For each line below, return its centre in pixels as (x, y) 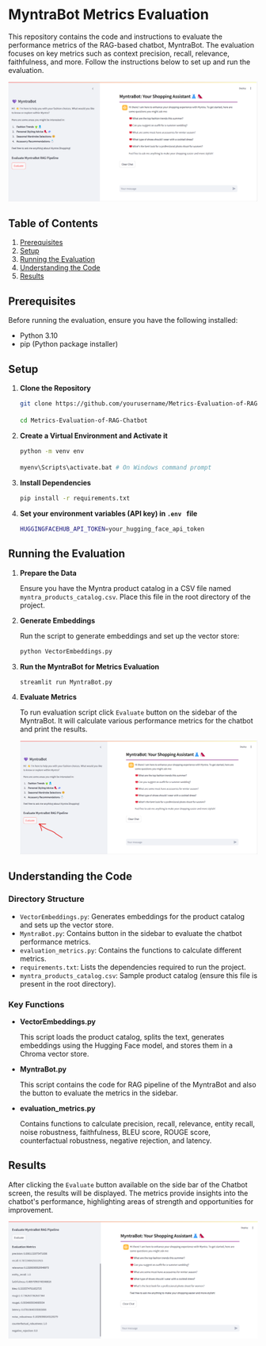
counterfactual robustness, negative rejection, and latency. (116, 1141)
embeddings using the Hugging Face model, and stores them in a (126, 1045)
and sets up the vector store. (66, 925)
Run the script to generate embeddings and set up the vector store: (129, 635)
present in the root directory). (68, 984)
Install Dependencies (55, 483)
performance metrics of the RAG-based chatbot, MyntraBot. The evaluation (131, 44)
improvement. (31, 1210)
